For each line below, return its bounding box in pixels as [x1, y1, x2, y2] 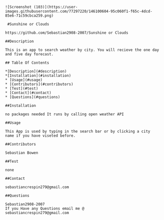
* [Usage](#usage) [5, 77, 43, 82]
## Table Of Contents [5, 60, 50, 65]
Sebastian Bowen [5, 150, 38, 155]
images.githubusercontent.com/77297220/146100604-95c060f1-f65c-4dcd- [5, 9, 153, 14]
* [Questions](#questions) [5, 95, 60, 99]
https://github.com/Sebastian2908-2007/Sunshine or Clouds [5, 30, 129, 35]
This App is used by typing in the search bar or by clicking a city [5, 129, 151, 134]
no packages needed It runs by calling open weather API [5, 112, 124, 117]
